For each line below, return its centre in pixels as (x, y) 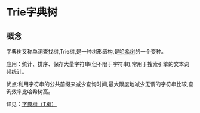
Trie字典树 (32, 12)
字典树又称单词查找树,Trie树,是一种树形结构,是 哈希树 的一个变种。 (87, 51)
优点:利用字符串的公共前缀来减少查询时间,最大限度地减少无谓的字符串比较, (98, 84)
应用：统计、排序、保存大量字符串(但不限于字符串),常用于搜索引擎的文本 (95, 64)
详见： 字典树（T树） (32, 104)
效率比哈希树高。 (32, 92)
